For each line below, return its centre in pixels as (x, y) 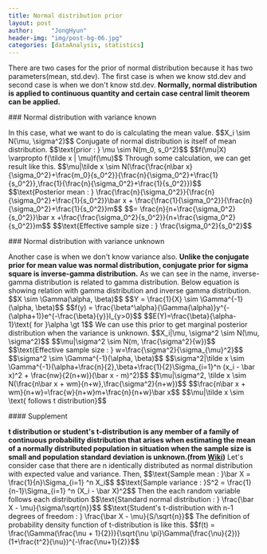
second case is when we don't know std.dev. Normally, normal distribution (133, 85)
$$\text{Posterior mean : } (51, 192)
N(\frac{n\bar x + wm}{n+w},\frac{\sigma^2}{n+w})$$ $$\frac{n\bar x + (127, 384)
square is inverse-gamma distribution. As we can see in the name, (120, 274)
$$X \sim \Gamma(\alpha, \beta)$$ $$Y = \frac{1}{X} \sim (104, 299)
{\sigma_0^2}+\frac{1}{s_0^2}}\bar (65, 201)
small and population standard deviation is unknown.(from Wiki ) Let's (126, 457)
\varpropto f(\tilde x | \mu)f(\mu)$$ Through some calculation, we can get (130, 158)
